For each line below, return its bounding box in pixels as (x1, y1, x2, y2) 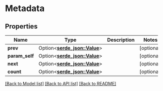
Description (107, 37, 135, 43)
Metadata (5, 3, 45, 14)
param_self (7, 53, 34, 59)
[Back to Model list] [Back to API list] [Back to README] (5, 81, 116, 86)
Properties (5, 22, 38, 30)
